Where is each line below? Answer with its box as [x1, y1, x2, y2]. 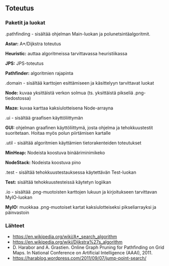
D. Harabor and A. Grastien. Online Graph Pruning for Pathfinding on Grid [12, 244, 164, 250]
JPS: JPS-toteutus [5, 60, 44, 66]
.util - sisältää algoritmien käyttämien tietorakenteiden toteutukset [5, 139, 142, 146]
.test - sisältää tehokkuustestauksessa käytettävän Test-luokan [5, 169, 136, 175]
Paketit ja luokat [5, 19, 45, 26]
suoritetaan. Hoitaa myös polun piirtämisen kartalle [5, 130, 111, 136]
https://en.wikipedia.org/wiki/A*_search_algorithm [12, 233, 117, 240]
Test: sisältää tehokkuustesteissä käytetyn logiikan [5, 179, 111, 185]
